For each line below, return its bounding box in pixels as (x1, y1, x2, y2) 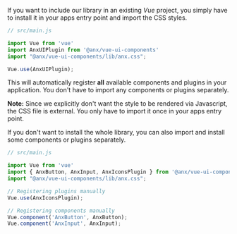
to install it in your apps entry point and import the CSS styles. (7, 13, 188, 22)
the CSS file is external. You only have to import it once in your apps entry (7, 107, 222, 116)
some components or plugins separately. (7, 135, 126, 144)
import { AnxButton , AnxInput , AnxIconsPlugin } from (7, 168, 169, 175)
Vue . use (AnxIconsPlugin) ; (7, 194, 83, 202)
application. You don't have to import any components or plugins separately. (7, 86, 229, 94)
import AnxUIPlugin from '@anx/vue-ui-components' (7, 46, 159, 54)
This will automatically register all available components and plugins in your (7, 78, 227, 87)
